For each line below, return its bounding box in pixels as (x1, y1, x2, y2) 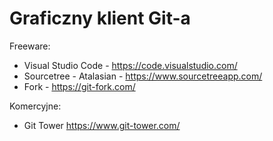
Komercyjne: (9, 100, 62, 112)
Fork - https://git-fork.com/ (23, 80, 136, 92)
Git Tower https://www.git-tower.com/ (23, 119, 181, 131)
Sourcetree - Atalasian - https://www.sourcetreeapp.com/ (23, 70, 263, 82)
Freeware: (9, 40, 51, 52)
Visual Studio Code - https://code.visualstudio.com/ (23, 59, 238, 71)
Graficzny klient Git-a (9, 7, 191, 30)
